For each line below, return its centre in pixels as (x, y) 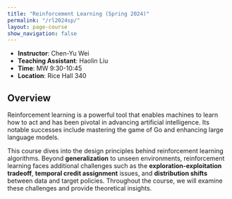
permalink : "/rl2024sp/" (44, 20)
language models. (33, 137)
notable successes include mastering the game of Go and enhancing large (115, 130)
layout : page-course (38, 27)
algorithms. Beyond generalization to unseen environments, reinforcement (116, 158)
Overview (29, 98)
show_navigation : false (42, 33)
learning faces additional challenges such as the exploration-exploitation (115, 166)
